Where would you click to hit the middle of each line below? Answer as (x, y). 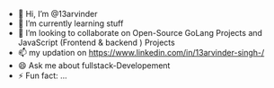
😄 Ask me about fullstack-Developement (94, 66)
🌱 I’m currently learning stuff (71, 23)
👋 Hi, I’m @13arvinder (57, 14)
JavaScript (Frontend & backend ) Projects (96, 42)
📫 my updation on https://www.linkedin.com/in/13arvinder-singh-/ (141, 53)
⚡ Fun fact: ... (42, 75)
